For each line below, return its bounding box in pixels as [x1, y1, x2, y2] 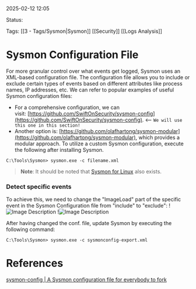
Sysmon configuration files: [6, 92, 73, 99]
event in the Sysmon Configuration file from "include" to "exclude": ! [6, 202, 171, 209]
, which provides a [135, 134, 180, 141]
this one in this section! [14, 123, 81, 128]
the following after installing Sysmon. [14, 146, 104, 153]
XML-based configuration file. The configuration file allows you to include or [6, 73, 190, 81]
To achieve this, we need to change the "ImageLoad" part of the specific [6, 196, 181, 203]
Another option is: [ [14, 127, 61, 134]
